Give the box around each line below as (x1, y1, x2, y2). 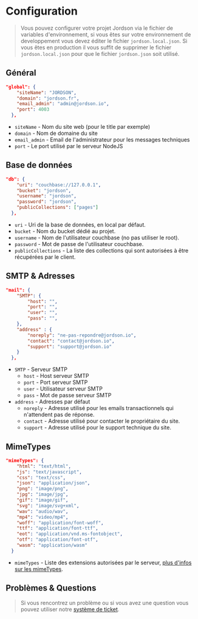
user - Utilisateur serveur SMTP (23, 385, 103, 392)
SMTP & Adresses (5, 271, 75, 281)
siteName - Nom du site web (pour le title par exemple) (14, 123, 151, 130)
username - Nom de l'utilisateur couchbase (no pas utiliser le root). (14, 234, 180, 241)
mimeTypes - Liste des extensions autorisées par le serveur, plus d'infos (14, 559, 192, 566)
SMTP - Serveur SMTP (14, 366, 68, 373)
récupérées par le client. (14, 253, 76, 261)
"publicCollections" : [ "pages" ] (16, 205, 98, 211)
